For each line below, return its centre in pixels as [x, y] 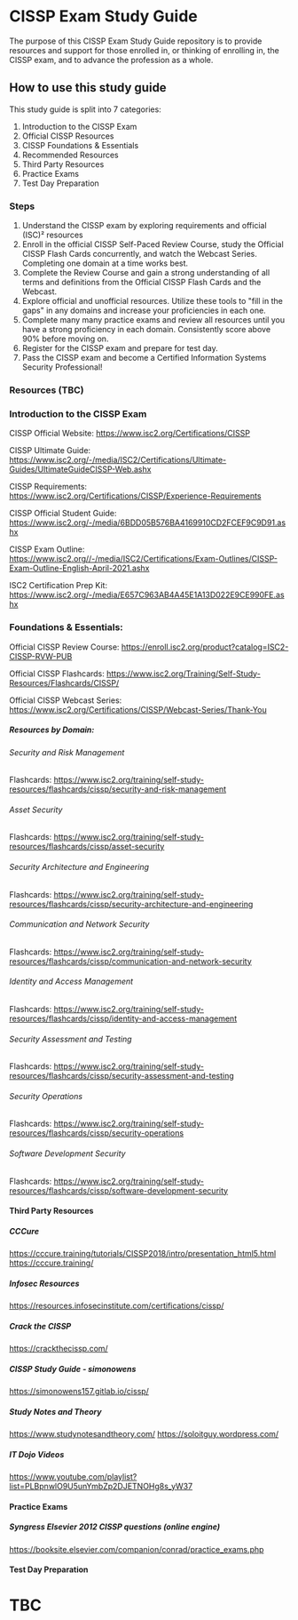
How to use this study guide [88, 88]
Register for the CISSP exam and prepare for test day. [120, 348]
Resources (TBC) [47, 390]
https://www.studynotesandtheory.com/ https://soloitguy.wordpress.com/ [144, 1434]
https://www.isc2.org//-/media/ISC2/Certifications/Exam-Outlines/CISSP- [143, 559]
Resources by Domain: [52, 730]
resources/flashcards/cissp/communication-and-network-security [131, 961]
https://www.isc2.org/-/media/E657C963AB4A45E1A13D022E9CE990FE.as [147, 595]
